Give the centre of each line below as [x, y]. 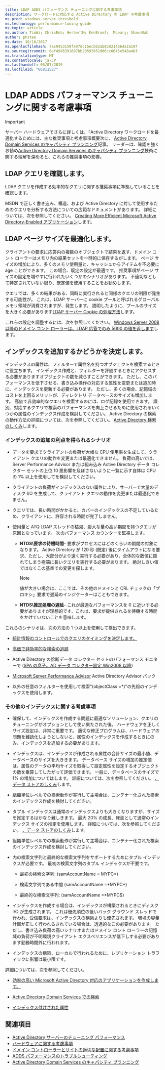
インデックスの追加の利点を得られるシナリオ [58, 440]
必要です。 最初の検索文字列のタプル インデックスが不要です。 [89, 863]
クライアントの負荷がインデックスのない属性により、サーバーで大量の [83, 487]
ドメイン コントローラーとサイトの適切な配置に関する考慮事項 [75, 1049]
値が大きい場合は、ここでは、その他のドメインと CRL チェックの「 [88, 588]
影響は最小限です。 [49, 959]
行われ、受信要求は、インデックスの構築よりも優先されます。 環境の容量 [86, 918]
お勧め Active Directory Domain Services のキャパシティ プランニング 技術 [79, 150]
